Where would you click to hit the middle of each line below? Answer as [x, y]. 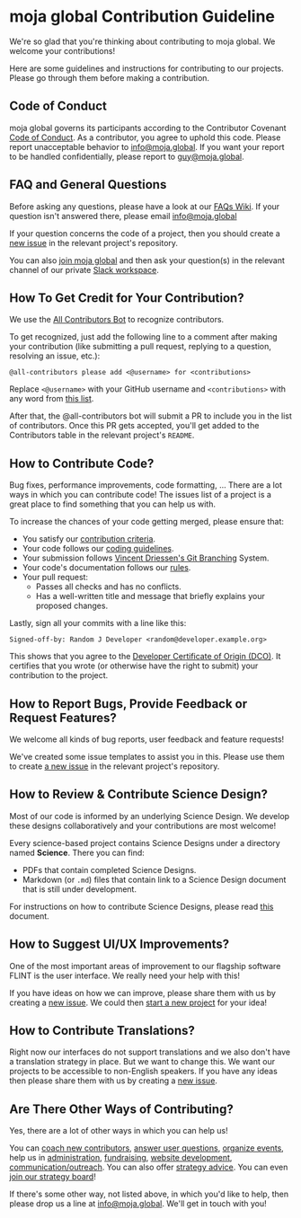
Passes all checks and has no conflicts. [108, 587]
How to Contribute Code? [82, 463]
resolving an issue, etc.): [55, 356]
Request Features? [63, 717]
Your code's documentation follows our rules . [106, 568]
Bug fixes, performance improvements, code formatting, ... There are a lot [146, 485]
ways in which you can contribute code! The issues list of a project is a [141, 495]
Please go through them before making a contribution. [109, 77]
